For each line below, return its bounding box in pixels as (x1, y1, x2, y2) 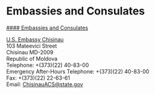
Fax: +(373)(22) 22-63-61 (6, 74, 71, 81)
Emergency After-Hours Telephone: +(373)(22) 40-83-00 (6, 67, 150, 75)
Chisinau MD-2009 (6, 48, 54, 55)
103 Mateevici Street (6, 42, 57, 49)
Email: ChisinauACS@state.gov (6, 80, 83, 88)
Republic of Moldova (6, 55, 58, 62)
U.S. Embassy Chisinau (6, 36, 64, 43)
